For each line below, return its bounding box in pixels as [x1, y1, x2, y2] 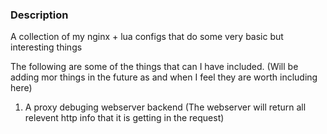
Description [10, 8, 69, 22]
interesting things [10, 41, 83, 53]
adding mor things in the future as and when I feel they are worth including [10, 71, 318, 83]
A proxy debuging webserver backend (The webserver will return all [24, 101, 307, 113]
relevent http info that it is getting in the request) [24, 112, 225, 124]
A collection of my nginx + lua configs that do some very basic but [10, 31, 284, 43]
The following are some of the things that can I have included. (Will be [10, 61, 299, 73]
